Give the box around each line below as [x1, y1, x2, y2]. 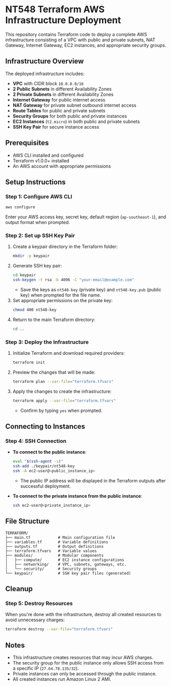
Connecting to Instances [5, 422, 85, 431]
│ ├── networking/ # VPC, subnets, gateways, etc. [5, 561, 127, 567]
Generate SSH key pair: [12, 263, 62, 269]
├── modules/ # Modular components [5, 553, 104, 558]
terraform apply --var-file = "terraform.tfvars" [12, 398, 116, 403]
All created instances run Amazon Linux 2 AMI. [12, 676, 111, 682]
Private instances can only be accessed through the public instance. [12, 671, 157, 677]
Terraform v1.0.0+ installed [12, 157, 69, 164]
